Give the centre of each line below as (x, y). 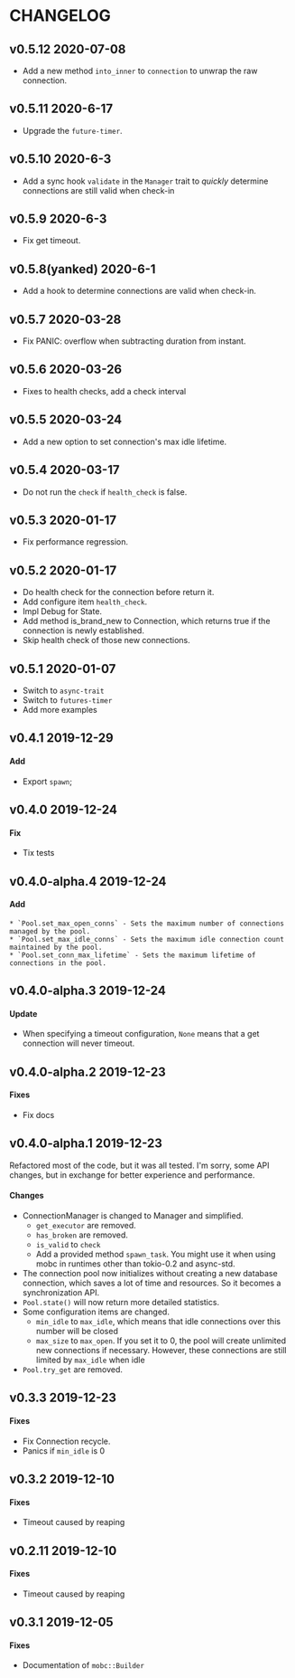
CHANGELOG (60, 16)
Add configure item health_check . (84, 602)
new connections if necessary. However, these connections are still (161, 1350)
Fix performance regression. (75, 542)
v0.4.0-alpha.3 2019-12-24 (88, 991)
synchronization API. (61, 1292)
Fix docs (38, 1114)
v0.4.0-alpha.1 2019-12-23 (86, 1144)
